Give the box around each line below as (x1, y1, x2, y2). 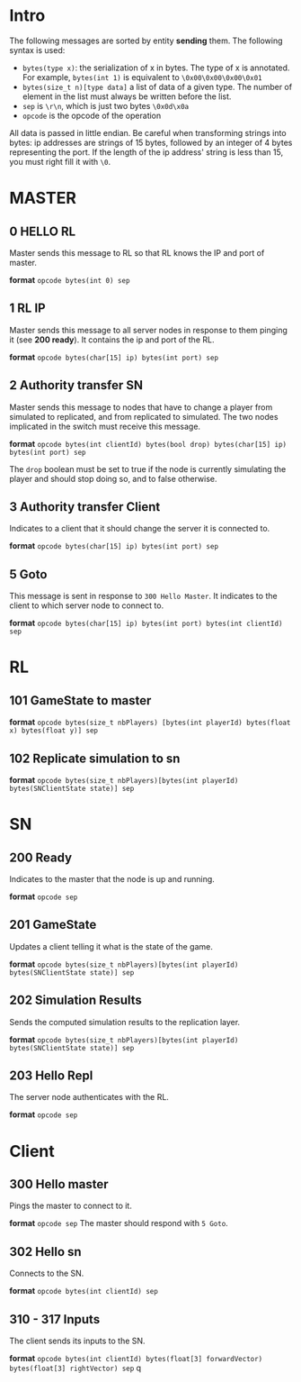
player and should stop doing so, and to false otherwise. (9, 473, 217, 484)
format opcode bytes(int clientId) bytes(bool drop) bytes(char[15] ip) (9, 438, 288, 449)
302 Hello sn (9, 1244, 83, 1259)
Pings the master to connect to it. (9, 1200, 132, 1212)
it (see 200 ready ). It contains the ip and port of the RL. (9, 334, 215, 345)
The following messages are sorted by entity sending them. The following (9, 35, 283, 46)
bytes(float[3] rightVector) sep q (9, 1362, 142, 1374)
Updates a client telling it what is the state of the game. (9, 941, 213, 951)
